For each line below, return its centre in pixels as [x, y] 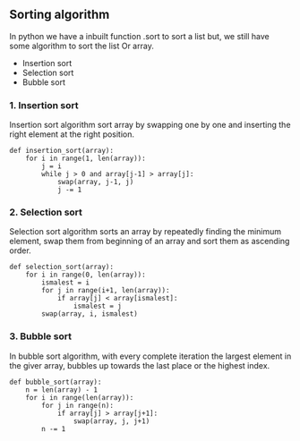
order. [20, 250]
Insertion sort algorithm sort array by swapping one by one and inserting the [150, 125]
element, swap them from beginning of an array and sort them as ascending [150, 242]
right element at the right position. [72, 134]
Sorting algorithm [60, 15]
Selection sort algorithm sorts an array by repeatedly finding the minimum [146, 232]
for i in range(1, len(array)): [86, 159]
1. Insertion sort [44, 105]
